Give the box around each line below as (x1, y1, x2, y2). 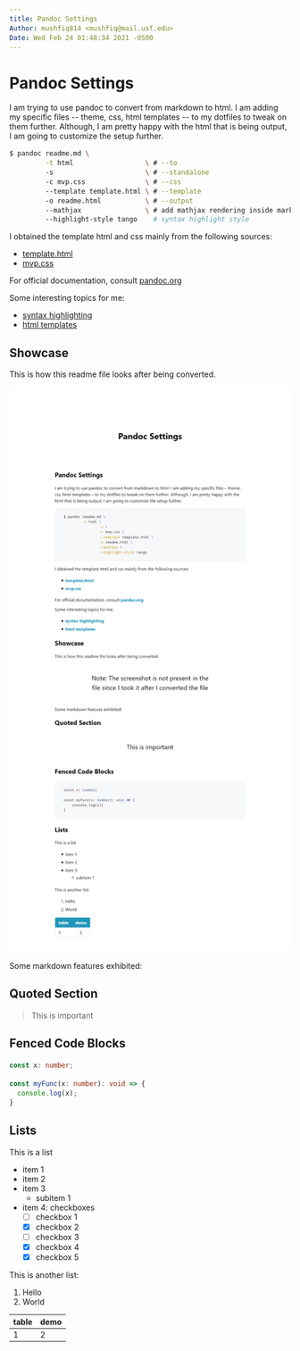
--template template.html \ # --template (45, 187, 202, 196)
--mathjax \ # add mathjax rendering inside (45, 205, 274, 214)
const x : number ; (9, 1061, 74, 1070)
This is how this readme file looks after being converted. (9, 369, 216, 379)
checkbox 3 (35, 1232, 79, 1242)
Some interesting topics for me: (9, 293, 125, 304)
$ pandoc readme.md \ (9, 149, 90, 158)
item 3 (21, 1183, 46, 1194)
